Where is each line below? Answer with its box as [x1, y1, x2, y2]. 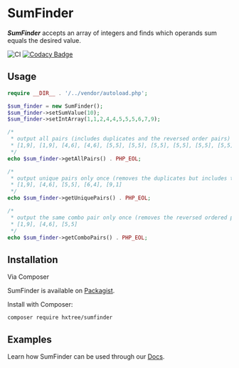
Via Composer [7, 272, 50, 281]
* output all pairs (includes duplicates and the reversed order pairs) [10, 136, 231, 143]
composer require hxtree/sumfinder [7, 314, 113, 322]
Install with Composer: [7, 300, 73, 309]
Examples [7, 333, 52, 345]
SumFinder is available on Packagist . [7, 287, 115, 295]
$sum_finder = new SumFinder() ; [7, 102, 103, 110]
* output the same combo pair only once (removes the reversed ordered [10, 214, 228, 221]
